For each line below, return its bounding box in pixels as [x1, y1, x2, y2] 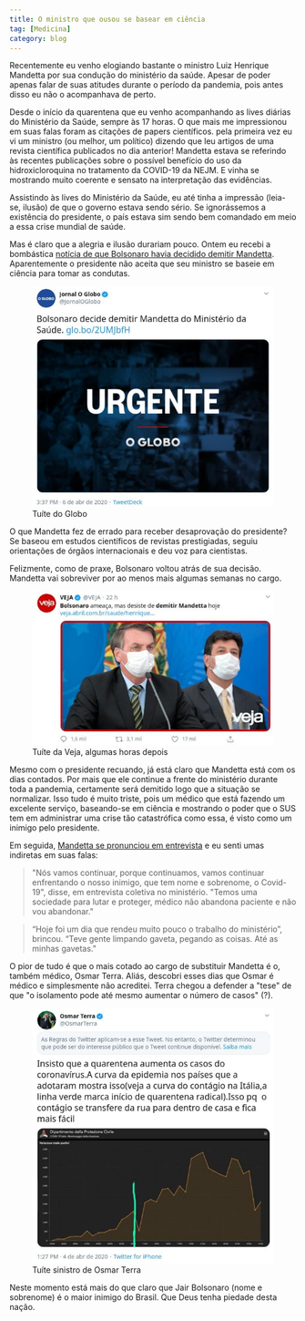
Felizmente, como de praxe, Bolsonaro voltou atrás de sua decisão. [9, 562, 262, 573]
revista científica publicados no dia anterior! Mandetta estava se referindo [9, 146, 287, 157]
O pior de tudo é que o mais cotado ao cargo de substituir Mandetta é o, [9, 960, 280, 971]
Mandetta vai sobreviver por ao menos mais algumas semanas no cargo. [9, 573, 282, 583]
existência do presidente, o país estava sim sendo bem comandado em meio [9, 212, 297, 222]
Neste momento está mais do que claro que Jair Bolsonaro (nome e [9, 1282, 263, 1293]
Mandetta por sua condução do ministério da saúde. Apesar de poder [9, 69, 271, 81]
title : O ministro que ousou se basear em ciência [9, 15, 206, 24]
